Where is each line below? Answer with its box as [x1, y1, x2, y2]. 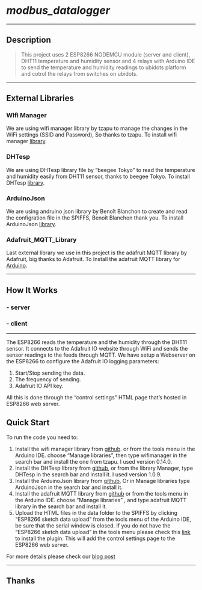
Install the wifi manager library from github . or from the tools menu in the [14, 445, 195, 452]
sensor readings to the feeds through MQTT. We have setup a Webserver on [6, 351, 195, 358]
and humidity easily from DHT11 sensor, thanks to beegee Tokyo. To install [6, 173, 191, 180]
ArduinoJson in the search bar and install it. [14, 484, 123, 491]
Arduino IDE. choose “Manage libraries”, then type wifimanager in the [14, 452, 188, 459]
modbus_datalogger [6, 4, 110, 17]
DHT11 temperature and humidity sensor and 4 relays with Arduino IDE [20, 57, 195, 64]
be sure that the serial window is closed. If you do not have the [14, 521, 171, 529]
